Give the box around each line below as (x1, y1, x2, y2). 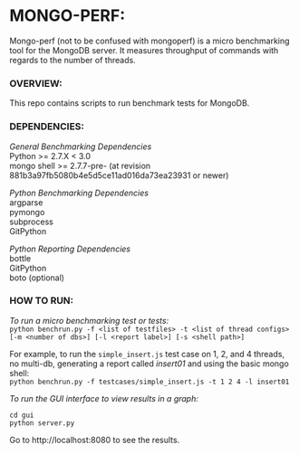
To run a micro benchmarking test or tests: (9, 315, 169, 326)
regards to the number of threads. (9, 54, 136, 65)
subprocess (9, 216, 54, 227)
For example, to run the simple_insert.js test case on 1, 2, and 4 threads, (9, 348, 285, 359)
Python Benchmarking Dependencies (9, 187, 149, 198)
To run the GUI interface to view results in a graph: (9, 393, 199, 403)
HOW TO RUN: (9, 295, 74, 307)
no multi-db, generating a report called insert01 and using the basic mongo (9, 358, 290, 369)
